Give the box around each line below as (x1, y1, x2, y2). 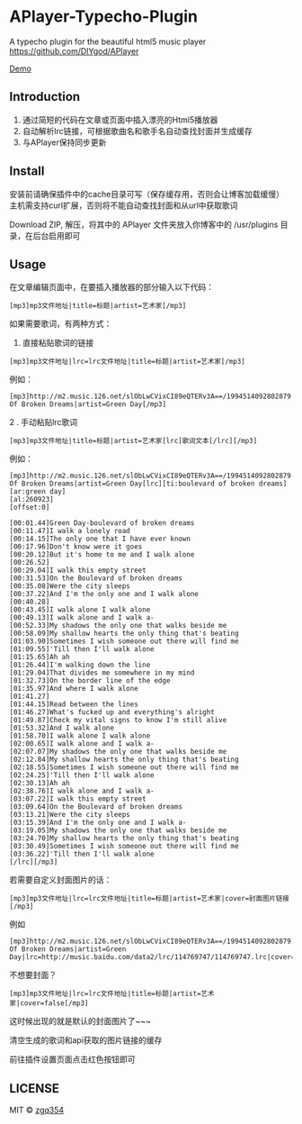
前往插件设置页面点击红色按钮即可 (9, 1054, 136, 1065)
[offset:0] (9, 503, 50, 512)
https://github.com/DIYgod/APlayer (9, 45, 139, 56)
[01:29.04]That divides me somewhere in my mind (9, 668, 195, 677)
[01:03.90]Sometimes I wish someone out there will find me (9, 637, 240, 646)
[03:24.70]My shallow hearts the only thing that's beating (9, 834, 240, 843)
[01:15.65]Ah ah (9, 653, 70, 662)
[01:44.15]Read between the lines (9, 700, 139, 709)
